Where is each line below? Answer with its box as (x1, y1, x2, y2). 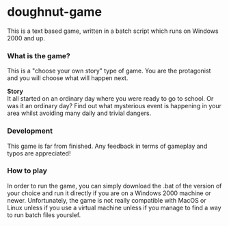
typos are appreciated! (7, 149, 71, 158)
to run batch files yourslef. (7, 210, 81, 219)
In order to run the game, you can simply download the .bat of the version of (7, 181, 222, 190)
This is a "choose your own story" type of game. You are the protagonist (7, 66, 211, 75)
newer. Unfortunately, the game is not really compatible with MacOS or (7, 196, 206, 204)
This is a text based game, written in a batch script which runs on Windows (7, 27, 219, 35)
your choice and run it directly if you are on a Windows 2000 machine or (7, 189, 211, 197)
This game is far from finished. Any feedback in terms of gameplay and (7, 142, 208, 150)
